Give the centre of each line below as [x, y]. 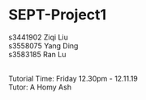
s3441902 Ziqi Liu [39, 37]
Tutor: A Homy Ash [40, 87]
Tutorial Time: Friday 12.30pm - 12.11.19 [73, 78]
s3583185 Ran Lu [37, 54]
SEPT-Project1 [58, 15]
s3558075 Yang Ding [43, 45]
